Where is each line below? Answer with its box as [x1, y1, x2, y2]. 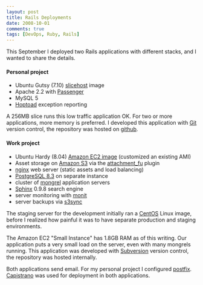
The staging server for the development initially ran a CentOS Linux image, [6, 209, 192, 217]
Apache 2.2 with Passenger [14, 88, 85, 96]
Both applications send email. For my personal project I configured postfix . [6, 265, 192, 272]
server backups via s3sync [14, 198, 83, 205]
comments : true [6, 25, 45, 32]
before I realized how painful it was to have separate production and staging [6, 216, 196, 223]
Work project [6, 139, 40, 146]
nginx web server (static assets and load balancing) [14, 166, 144, 173]
